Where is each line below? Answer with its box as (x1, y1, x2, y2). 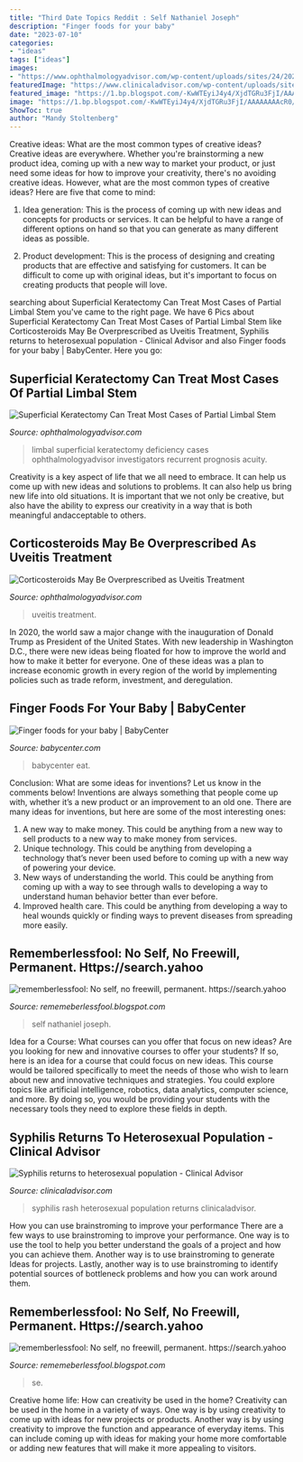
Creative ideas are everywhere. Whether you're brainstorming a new (9, 148, 264, 159)
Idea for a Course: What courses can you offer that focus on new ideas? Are (9, 1036, 292, 1047)
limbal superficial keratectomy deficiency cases (31, 444, 209, 455)
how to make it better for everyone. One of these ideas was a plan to (9, 655, 264, 666)
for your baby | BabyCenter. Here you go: (9, 345, 162, 356)
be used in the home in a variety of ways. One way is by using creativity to (9, 1404, 286, 1415)
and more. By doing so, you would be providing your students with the (9, 1094, 271, 1105)
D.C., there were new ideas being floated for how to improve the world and (9, 645, 287, 656)
